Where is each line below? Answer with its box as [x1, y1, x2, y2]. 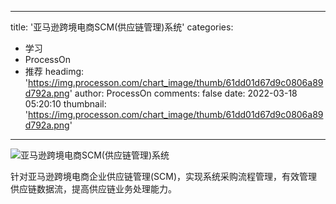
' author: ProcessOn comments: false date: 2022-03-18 [69, 87, 298, 99]
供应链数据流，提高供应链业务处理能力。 [10, 183, 177, 195]
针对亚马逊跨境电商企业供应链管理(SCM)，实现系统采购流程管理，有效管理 [10, 171, 318, 182]
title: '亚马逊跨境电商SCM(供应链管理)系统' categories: [10, 21, 234, 33]
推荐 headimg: [24, 66, 85, 77]
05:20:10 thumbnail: [24, 98, 107, 110]
